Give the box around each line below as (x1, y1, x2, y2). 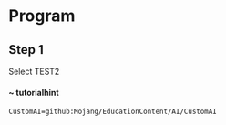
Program (8, 5, 76, 26)
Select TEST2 (8, 66, 60, 77)
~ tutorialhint (8, 87, 60, 98)
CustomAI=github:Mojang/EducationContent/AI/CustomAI (8, 107, 218, 117)
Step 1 (8, 42, 45, 57)
